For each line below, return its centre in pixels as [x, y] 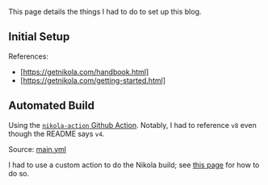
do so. [19, 173]
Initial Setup [39, 37]
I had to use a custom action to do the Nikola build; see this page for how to [134, 165]
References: [28, 56]
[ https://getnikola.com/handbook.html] [84, 72]
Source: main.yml [38, 149]
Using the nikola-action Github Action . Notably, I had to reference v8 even [132, 125]
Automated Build [52, 106]
